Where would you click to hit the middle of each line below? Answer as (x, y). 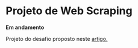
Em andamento (25, 27)
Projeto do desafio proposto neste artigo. (57, 39)
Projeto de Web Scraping (69, 11)
